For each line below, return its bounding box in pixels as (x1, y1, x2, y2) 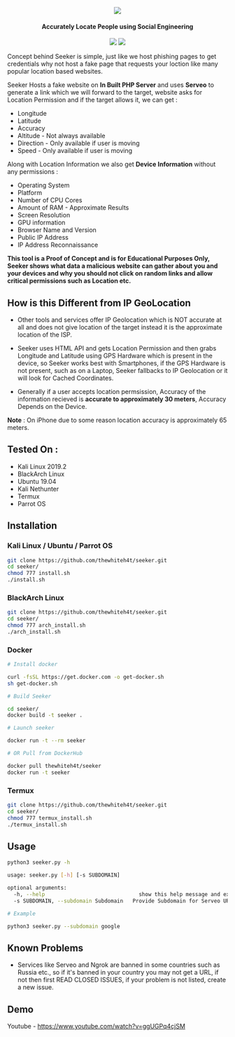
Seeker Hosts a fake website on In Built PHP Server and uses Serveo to (7, 81, 215, 89)
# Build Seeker (7, 693, 52, 700)
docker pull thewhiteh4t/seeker (7, 762, 101, 769)
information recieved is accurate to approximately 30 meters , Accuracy (17, 395, 227, 403)
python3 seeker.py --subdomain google (7, 923, 120, 930)
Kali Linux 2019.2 (17, 462, 67, 470)
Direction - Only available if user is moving (17, 139, 140, 147)
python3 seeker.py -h (7, 859, 71, 866)
